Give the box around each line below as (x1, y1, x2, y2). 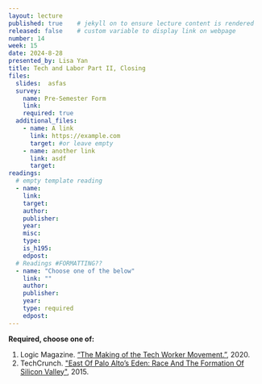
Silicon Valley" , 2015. (19, 366, 89, 376)
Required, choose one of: (8, 334, 95, 344)
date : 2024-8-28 (8, 49, 63, 57)
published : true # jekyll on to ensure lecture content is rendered (8, 19, 254, 27)
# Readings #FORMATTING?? (15, 259, 103, 267)
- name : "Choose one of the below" (15, 267, 135, 275)
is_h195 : (23, 244, 52, 253)
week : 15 (8, 42, 38, 50)
